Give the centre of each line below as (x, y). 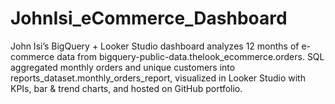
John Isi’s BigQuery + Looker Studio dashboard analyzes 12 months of (155, 46)
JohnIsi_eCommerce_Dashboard (149, 18)
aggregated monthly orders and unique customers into (123, 67)
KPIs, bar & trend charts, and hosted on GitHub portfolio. (126, 88)
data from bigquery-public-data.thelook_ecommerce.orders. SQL (190, 56)
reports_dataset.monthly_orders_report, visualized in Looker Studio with (158, 78)
